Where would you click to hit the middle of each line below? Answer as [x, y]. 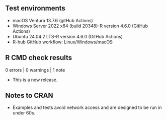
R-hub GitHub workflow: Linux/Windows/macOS [63, 42]
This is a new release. [35, 80]
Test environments [35, 8]
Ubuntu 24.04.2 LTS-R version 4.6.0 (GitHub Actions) [68, 36]
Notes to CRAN [29, 96]
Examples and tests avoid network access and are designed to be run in [87, 107]
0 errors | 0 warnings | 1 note [35, 70]
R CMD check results [39, 58]
